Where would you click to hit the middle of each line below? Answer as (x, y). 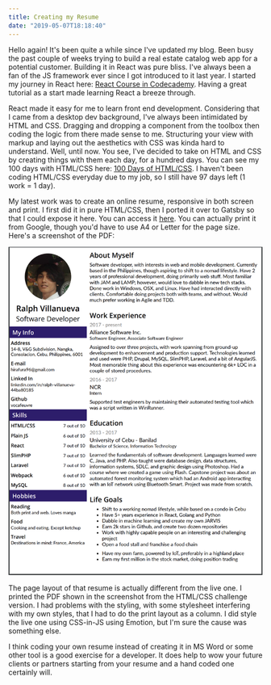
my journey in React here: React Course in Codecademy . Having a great (128, 84)
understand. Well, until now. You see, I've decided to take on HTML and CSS (135, 151)
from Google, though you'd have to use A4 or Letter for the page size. (124, 227)
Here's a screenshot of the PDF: (62, 235)
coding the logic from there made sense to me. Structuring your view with (131, 134)
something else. (35, 631)
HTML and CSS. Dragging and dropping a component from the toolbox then (134, 125)
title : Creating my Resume (54, 17)
